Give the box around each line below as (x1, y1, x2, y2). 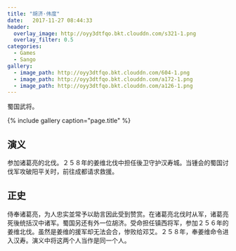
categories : (7, 43, 42, 50)
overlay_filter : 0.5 (13, 37, 74, 44)
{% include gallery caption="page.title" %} (7, 117, 131, 125)
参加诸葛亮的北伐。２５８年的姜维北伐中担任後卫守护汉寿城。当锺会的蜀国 (7, 159, 223, 167)
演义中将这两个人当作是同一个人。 (31, 236, 131, 245)
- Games (13, 50, 37, 57)
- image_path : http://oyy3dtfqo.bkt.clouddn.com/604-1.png (13, 69, 190, 76)
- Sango (13, 56, 37, 63)
